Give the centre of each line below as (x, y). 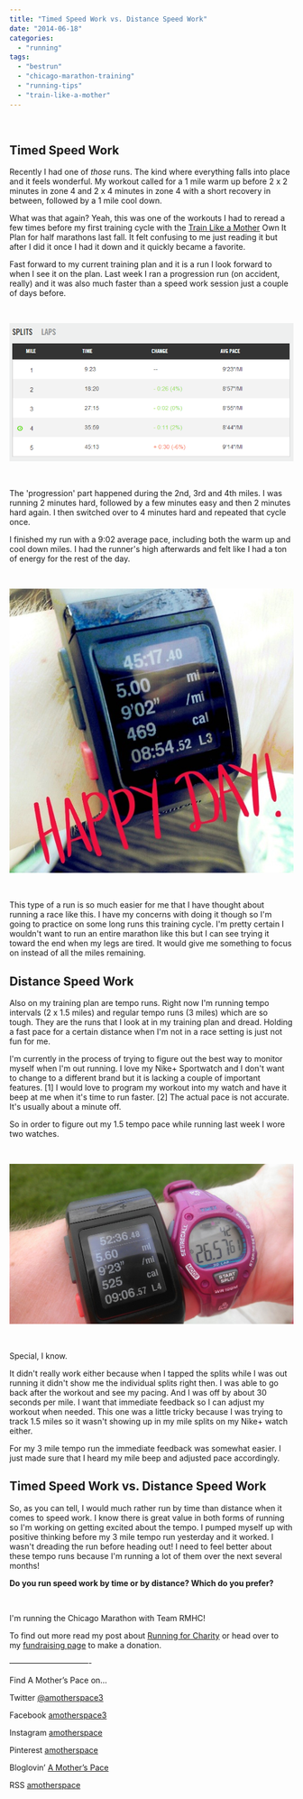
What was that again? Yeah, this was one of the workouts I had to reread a (147, 218)
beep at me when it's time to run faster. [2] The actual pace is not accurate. (150, 1097)
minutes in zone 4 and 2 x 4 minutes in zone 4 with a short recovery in (140, 191)
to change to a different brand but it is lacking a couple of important (135, 1078)
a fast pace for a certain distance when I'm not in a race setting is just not (146, 1032)
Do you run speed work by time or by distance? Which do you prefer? (142, 1582)
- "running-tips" (50, 86)
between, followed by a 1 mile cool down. (86, 201)
